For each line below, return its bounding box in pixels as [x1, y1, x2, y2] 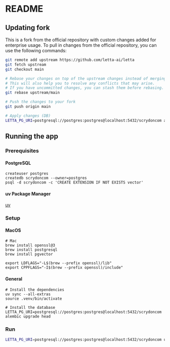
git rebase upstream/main [5, 90, 60, 96]
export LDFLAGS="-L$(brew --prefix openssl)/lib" [5, 261, 112, 266]
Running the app [5, 132, 58, 141]
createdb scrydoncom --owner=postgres [5, 176, 87, 181]
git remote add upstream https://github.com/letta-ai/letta [5, 57, 135, 62]
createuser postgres [5, 171, 49, 176]
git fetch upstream [5, 62, 47, 67]
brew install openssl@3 [5, 243, 56, 248]
